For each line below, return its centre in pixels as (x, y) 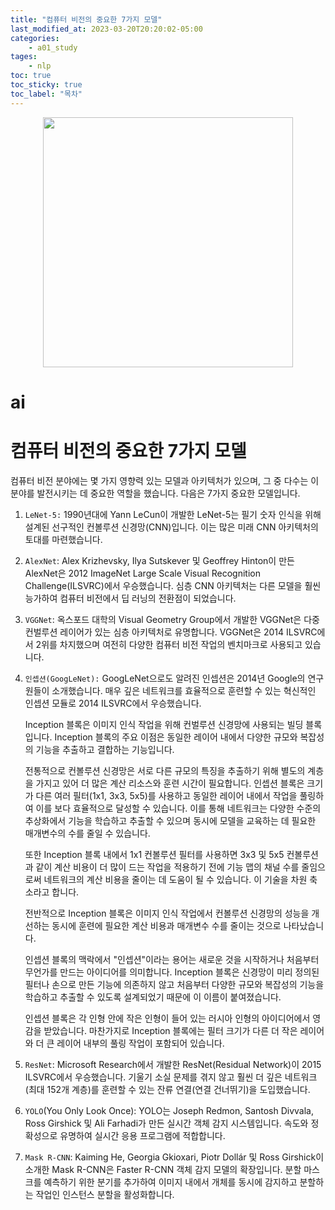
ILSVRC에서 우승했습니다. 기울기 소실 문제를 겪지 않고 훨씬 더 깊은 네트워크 (171, 1077)
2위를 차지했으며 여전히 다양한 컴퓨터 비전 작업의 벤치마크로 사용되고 (169, 644)
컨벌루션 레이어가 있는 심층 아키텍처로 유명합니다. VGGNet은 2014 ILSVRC (171, 632)
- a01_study (53, 47)
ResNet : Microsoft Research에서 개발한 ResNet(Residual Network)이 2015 (173, 1064)
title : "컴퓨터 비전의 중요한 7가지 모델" (86, 19)
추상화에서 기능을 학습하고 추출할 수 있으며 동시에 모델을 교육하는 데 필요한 (170, 820)
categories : (35, 38)
